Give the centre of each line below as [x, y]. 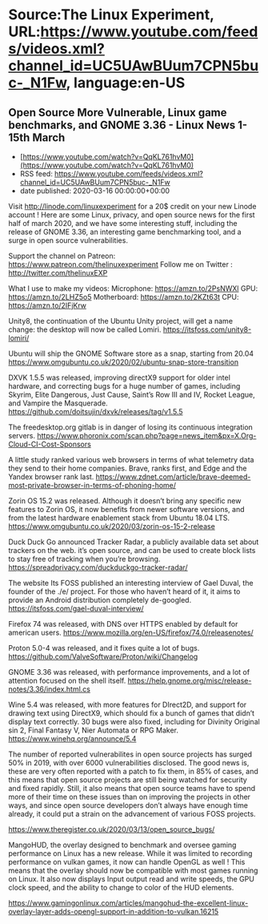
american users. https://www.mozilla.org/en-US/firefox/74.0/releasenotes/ [131, 632]
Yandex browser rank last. [51, 477]
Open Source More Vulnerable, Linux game [118, 113]
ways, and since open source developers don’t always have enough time [128, 805]
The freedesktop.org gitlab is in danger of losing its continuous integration [131, 427]
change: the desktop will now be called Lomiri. [85, 329]
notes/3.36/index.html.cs [49, 689]
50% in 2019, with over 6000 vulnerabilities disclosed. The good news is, [129, 763]
